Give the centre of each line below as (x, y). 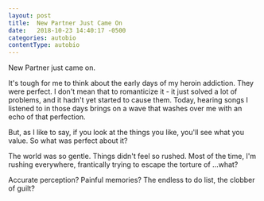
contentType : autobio (44, 45)
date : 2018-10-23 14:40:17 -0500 (67, 30)
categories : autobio (43, 38)
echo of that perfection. (47, 117)
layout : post (30, 15)
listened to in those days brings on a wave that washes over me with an (125, 109)
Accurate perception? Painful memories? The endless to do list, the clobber (132, 180)
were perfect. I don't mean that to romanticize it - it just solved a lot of (123, 91)
